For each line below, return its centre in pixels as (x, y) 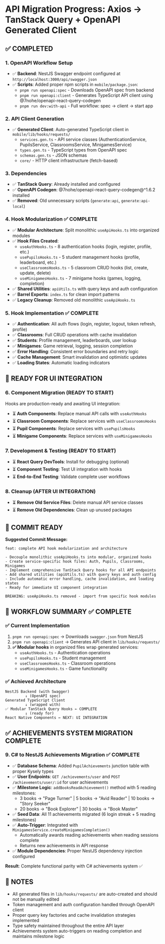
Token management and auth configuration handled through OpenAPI (83, 904)
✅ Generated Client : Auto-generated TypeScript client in (70, 130)
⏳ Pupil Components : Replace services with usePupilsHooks (74, 428)
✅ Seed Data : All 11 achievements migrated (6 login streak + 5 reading (84, 814)
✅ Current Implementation (37, 626)
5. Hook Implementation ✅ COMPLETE (52, 313)
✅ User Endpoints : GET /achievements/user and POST (66, 777)
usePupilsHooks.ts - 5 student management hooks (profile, (80, 257)
